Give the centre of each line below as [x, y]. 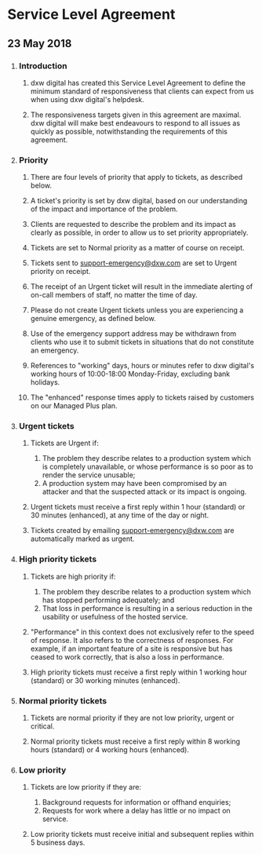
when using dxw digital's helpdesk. [87, 99]
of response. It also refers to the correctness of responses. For [132, 640]
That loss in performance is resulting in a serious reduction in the [147, 608]
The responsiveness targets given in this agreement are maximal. [136, 115]
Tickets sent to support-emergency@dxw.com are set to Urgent [133, 263]
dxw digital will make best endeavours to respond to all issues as [135, 122]
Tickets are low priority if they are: [86, 787]
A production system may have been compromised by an [134, 484]
